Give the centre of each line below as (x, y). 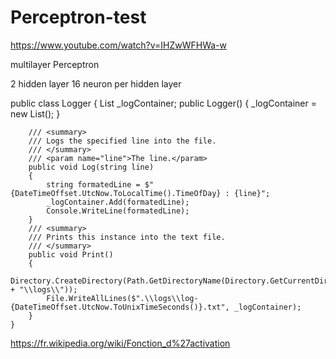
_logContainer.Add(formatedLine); (118, 202)
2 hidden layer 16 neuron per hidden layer (96, 83)
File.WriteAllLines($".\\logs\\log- (122, 298)
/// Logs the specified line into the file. (122, 141)
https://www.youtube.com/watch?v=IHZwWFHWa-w (118, 45)
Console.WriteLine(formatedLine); (118, 211)
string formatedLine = (93, 184)
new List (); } (35, 113)
